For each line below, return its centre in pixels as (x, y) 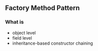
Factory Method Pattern (43, 8)
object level (24, 33)
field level (22, 38)
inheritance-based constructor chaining (52, 43)
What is (15, 22)
